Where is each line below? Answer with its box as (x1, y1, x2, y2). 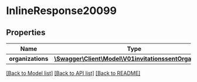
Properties (6, 28, 46, 37)
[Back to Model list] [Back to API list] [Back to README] (6, 70, 141, 77)
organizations (9, 54, 49, 63)
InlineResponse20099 (6, 4, 117, 18)
